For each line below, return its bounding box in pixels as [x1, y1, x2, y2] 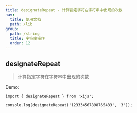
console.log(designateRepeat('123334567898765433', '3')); [5, 102, 133, 107]
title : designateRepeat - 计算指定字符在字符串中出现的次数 [5, 7, 123, 13]
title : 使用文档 [10, 17, 42, 22]
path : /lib [10, 21, 33, 27]
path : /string [10, 31, 40, 36]
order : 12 [10, 41, 30, 46]
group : [5, 26, 19, 32]
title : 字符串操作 [10, 36, 45, 41]
